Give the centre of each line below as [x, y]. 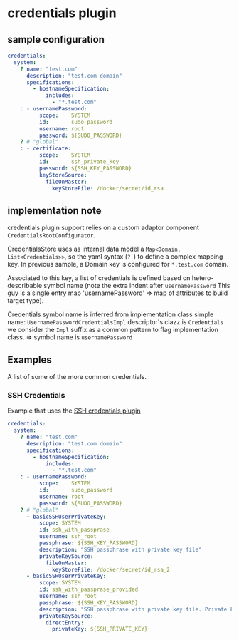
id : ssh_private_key [79, 162]
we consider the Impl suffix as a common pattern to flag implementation [113, 330]
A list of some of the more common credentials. [77, 377]
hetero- [203, 278]
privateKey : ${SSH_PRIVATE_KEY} [100, 629]
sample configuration [56, 40]
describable [25, 286]
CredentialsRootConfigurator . [52, 235]
